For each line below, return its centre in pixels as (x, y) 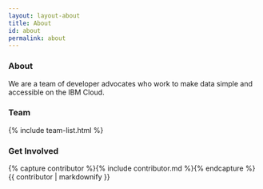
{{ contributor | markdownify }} (59, 177)
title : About (30, 23)
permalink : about (37, 38)
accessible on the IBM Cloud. (57, 92)
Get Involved (34, 151)
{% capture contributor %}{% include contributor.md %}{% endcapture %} (132, 168)
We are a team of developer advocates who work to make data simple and (131, 83)
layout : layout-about (44, 16)
